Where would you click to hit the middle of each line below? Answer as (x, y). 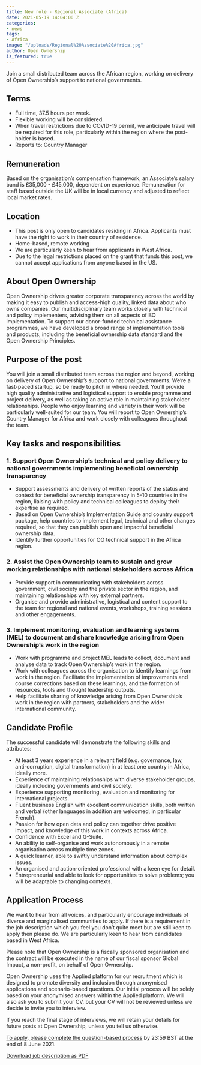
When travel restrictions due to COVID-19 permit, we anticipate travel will (105, 126)
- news (14, 28)
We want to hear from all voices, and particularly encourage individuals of (97, 914)
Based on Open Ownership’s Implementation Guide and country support (104, 514)
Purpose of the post (44, 360)
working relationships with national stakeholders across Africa (100, 569)
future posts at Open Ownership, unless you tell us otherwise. (82, 1026)
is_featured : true (29, 56)
